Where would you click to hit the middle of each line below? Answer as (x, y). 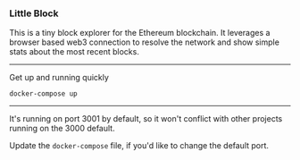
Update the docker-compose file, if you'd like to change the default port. (139, 146)
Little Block (34, 13)
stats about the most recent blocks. (75, 52)
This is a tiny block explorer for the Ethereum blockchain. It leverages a (140, 33)
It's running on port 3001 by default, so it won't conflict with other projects (146, 119)
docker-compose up (43, 94)
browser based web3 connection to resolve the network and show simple (144, 42)
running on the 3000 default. (62, 129)
